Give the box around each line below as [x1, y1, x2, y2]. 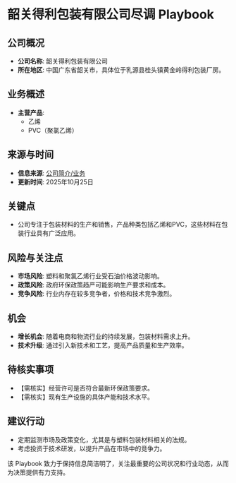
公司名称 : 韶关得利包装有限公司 [17, 57, 108, 65]
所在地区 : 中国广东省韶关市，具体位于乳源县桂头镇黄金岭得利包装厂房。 [17, 66, 225, 74]
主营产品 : [17, 108, 44, 117]
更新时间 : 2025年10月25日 [17, 177, 94, 186]
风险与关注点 [7, 251, 63, 263]
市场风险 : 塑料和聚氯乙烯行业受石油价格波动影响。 [17, 272, 163, 280]
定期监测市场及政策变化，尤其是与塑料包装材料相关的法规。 [17, 435, 191, 443]
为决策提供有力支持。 [7, 467, 69, 477]
